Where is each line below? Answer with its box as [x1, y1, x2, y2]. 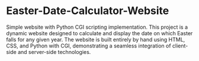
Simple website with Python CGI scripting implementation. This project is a [6, 23, 188, 30]
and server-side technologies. [17, 48, 91, 55]
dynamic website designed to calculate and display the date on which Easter [6, 29, 193, 36]
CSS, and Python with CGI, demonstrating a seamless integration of [6, 42, 171, 49]
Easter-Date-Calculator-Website [6, 4, 169, 18]
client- [172, 42, 188, 49]
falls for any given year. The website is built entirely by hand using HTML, [6, 36, 185, 43]
